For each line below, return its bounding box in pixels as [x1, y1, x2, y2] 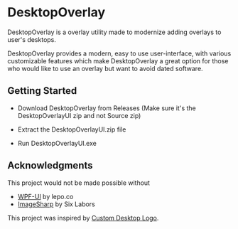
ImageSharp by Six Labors [17, 200, 96, 208]
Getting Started [7, 85, 77, 97]
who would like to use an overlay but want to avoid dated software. [7, 64, 204, 73]
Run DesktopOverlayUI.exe [17, 139, 97, 147]
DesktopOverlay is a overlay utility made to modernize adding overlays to [7, 28, 222, 36]
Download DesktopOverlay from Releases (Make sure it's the [17, 104, 197, 112]
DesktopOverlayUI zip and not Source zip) [17, 111, 141, 119]
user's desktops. [7, 35, 57, 43]
